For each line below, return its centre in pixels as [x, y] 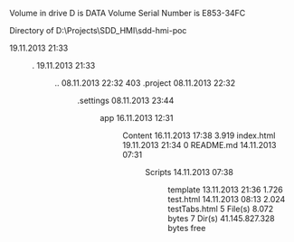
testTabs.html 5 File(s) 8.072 [221, 209]
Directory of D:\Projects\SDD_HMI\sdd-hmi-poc [98, 30]
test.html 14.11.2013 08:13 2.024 [227, 199]
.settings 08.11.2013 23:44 [126, 100]
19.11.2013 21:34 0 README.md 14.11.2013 [199, 145]
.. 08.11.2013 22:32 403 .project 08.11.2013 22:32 [145, 83]
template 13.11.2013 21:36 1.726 [225, 190]
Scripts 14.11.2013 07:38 [189, 172]
